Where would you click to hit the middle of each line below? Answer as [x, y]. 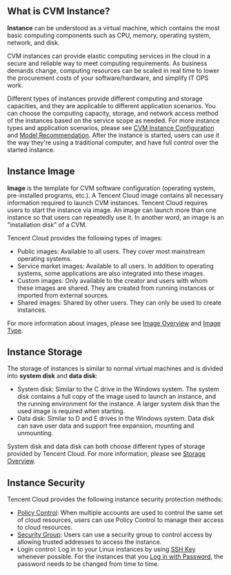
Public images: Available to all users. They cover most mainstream [111, 251]
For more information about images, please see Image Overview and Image [114, 323]
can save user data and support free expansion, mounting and [106, 426]
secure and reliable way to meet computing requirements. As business [107, 63]
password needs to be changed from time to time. [88, 564]
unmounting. [35, 433]
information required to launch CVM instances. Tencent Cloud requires [108, 202]
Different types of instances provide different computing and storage [105, 98]
